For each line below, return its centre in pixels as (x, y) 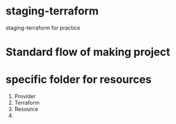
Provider (25, 96)
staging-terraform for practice (43, 28)
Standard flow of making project (88, 52)
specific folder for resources (79, 80)
